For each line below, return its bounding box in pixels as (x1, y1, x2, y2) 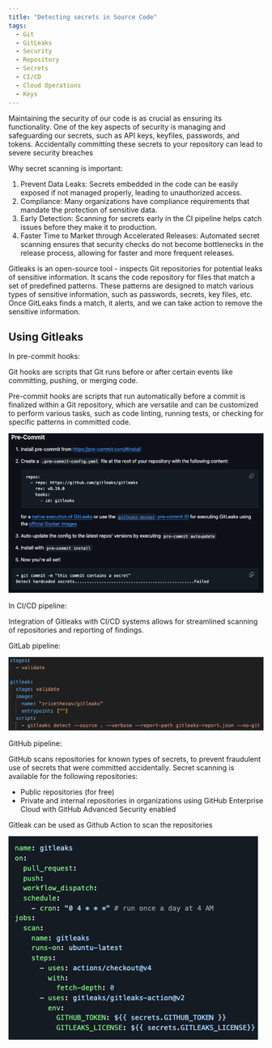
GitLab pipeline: (8, 641, 61, 650)
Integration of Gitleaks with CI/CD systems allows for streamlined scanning (8, 616, 258, 626)
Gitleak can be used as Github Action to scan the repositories (8, 820, 213, 830)
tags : (8, 21, 27, 30)
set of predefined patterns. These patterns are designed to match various (8, 280, 254, 291)
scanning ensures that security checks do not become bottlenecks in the (19, 239, 264, 249)
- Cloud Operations (15, 81, 82, 89)
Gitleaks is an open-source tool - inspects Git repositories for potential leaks (8, 263, 263, 273)
